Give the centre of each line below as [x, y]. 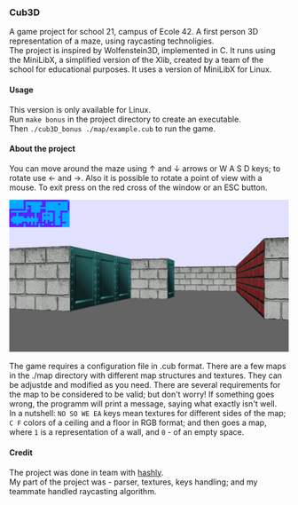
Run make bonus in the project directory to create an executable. [125, 119]
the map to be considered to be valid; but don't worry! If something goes [142, 395]
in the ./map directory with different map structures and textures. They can [145, 375]
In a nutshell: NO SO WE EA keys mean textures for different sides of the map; [148, 414]
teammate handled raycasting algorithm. [83, 491]
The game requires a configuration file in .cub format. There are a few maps [148, 367]
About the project [42, 149]
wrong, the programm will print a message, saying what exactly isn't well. [143, 404]
